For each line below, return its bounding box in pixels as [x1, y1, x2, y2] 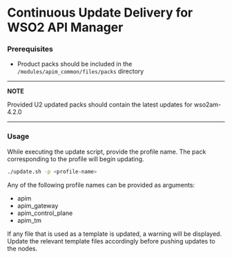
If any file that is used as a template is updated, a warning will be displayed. [7, 230, 222, 238]
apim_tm [17, 216, 42, 224]
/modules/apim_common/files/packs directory [17, 67, 144, 75]
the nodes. [7, 244, 38, 252]
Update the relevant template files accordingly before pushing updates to [7, 237, 215, 245]
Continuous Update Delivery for [7, 5, 193, 21]
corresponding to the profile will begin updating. [7, 154, 144, 163]
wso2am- [193, 100, 222, 109]
